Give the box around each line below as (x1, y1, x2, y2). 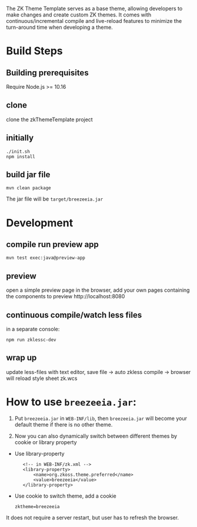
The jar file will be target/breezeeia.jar (6, 195, 103, 202)
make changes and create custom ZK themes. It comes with (6, 11, 152, 18)
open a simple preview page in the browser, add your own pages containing (6, 286, 190, 293)
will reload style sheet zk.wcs (6, 375, 78, 382)
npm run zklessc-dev (6, 337, 57, 343)
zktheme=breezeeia (14, 503, 60, 509)
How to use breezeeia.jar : (6, 395, 136, 409)
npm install (6, 154, 35, 159)
